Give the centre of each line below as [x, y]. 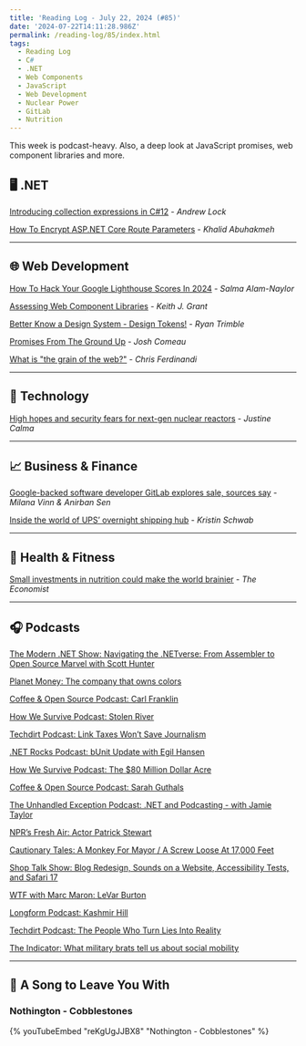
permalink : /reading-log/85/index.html [85, 35]
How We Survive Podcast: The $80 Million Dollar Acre [111, 770]
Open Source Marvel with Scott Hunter [82, 663]
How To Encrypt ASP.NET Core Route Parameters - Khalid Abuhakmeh [142, 229]
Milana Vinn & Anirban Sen [60, 502]
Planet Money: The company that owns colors [96, 681]
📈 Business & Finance [74, 466]
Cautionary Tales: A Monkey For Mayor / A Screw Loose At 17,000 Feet [142, 850]
